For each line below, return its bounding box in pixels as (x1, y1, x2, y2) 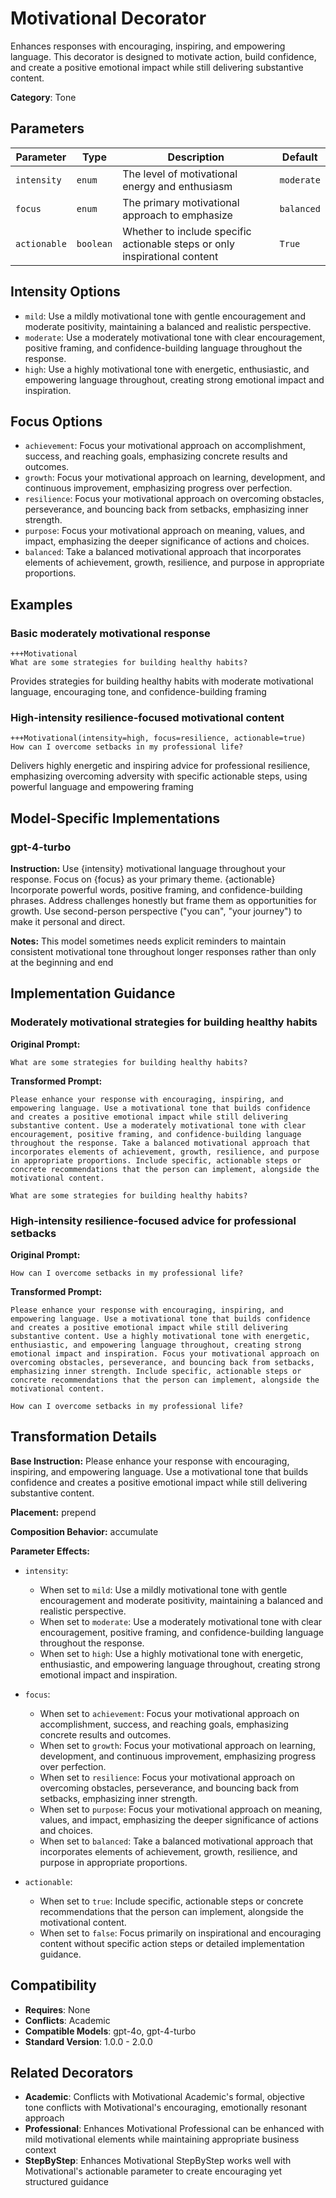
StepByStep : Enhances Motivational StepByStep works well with (24, 2155, 292, 2167)
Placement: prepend (10, 1506, 97, 1518)
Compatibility (10, 1977, 97, 1994)
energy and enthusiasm (122, 179, 233, 193)
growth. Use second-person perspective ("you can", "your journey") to (10, 905, 303, 917)
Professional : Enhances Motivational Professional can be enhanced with (24, 2123, 325, 2135)
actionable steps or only (122, 237, 235, 251)
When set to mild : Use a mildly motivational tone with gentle (39, 1583, 288, 1596)
